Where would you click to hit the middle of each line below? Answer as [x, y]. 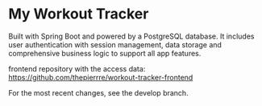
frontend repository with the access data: [77, 68]
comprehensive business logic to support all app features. [105, 53]
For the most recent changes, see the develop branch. [98, 92]
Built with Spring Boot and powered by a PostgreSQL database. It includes [131, 36]
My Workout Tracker [79, 14]
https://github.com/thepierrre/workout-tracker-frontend [101, 77]
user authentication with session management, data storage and [115, 44]
